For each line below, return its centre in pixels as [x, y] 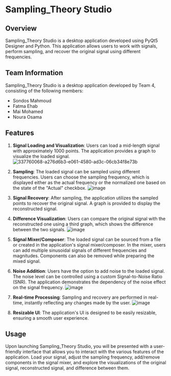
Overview [21, 28]
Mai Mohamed [28, 112]
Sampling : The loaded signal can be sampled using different [76, 171]
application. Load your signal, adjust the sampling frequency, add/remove [83, 357]
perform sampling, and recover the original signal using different [73, 51]
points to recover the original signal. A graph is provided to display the [87, 203]
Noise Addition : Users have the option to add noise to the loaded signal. [89, 271]
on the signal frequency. [38, 287]
